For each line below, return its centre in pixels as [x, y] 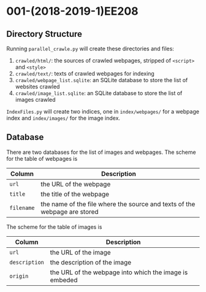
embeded [64, 280]
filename [22, 208]
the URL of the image [81, 252]
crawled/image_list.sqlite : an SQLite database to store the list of [99, 93]
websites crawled [37, 86]
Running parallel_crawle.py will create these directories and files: [90, 48]
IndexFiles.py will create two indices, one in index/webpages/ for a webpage [103, 111]
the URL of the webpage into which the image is [119, 272]
